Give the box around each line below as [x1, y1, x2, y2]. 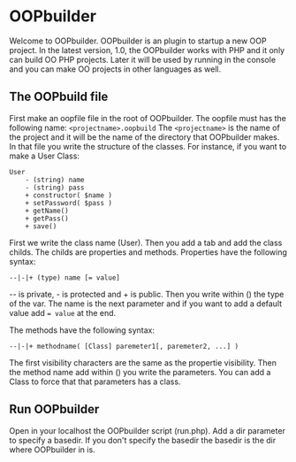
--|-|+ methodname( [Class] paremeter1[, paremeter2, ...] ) [9, 342, 239, 350]
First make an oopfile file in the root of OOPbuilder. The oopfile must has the [9, 112, 287, 123]
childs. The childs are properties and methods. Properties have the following [9, 246, 287, 258]
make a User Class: [9, 150, 80, 161]
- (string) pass [25, 183, 86, 192]
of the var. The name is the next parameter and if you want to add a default [9, 298, 283, 309]
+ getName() [25, 206, 69, 215]
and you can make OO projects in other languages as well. [9, 64, 222, 74]
